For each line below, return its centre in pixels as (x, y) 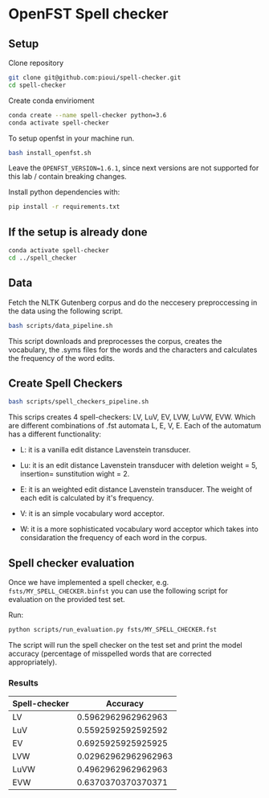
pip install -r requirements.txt (64, 207)
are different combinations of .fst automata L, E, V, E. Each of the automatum (135, 426)
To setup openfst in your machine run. (71, 138)
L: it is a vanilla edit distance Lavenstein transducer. (105, 450)
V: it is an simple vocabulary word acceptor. (92, 514)
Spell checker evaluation (71, 563)
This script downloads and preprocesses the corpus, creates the (115, 341)
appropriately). (33, 662)
